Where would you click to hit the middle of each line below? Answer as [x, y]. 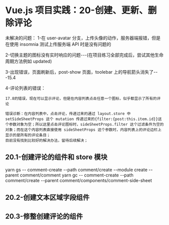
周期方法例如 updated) [29, 61]
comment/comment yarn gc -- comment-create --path [77, 175]
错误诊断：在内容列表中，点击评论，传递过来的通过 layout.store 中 [68, 114]
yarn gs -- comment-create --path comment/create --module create [76, 170]
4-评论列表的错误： [25, 88]
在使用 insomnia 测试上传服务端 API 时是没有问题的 [58, 44]
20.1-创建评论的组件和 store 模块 [56, 157]
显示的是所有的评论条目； [28, 135]
